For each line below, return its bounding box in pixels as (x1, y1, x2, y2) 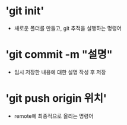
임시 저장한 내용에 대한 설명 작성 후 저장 (14, 68, 106, 76)
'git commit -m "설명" (5, 48, 113, 61)
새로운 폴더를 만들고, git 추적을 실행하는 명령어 (14, 24, 122, 32)
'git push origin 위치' (5, 92, 107, 105)
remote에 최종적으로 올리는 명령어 (14, 112, 94, 120)
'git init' (5, 4, 45, 18)
